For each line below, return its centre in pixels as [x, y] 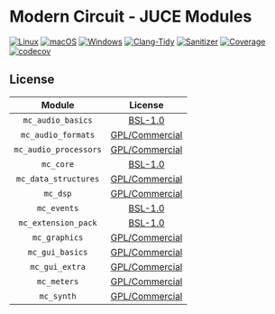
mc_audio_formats [58, 134]
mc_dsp [58, 193]
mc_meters [58, 281]
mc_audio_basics [58, 120]
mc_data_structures [58, 179]
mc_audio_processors [58, 149]
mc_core [58, 164]
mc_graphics [58, 237]
